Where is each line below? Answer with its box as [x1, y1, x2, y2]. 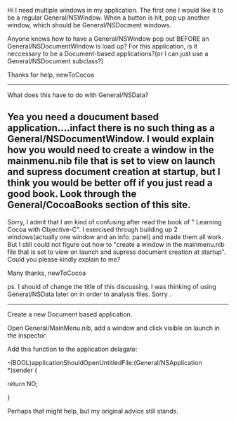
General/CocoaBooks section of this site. [7, 199, 191, 211]
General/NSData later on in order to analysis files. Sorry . [7, 290, 172, 298]
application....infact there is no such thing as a [7, 122, 216, 134]
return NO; [7, 379, 39, 388]
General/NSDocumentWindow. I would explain [7, 133, 214, 145]
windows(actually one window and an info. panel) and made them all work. [7, 232, 224, 241]
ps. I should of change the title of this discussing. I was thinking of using [7, 282, 216, 290]
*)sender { [7, 366, 37, 374]
